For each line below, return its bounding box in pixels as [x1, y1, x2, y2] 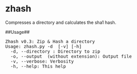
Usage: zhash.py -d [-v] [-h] [5, 43, 82, 49]
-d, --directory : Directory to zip [10, 48, 100, 54]
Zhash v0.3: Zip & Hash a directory [5, 38, 95, 44]
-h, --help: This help [10, 63, 66, 69]
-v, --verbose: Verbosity [10, 58, 74, 64]
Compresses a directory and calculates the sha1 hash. [5, 19, 116, 25]
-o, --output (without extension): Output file [10, 53, 132, 59]
